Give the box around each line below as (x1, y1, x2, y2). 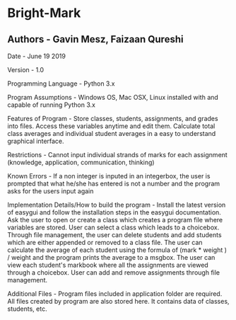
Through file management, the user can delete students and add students (7, 231, 222, 239)
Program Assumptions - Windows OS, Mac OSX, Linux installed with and (7, 93, 219, 101)
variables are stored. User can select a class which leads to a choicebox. (7, 223, 220, 232)
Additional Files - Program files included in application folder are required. (7, 290, 223, 298)
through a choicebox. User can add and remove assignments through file (7, 268, 220, 277)
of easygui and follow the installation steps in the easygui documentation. (7, 208, 221, 217)
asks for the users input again (7, 187, 94, 195)
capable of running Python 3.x (7, 101, 95, 109)
